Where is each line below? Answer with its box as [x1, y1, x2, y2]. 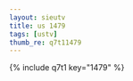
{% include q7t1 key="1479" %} [9, 62, 125, 73]
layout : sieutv [9, 12, 66, 22]
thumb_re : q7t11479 [9, 37, 82, 47]
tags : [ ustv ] [9, 29, 58, 38]
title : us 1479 [9, 21, 66, 30]
